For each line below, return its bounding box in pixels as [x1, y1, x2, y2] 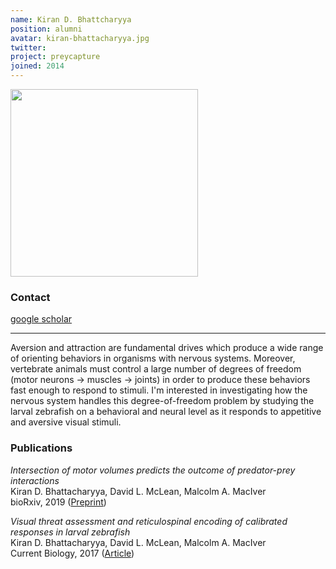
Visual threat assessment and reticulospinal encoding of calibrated [10, 515, 288, 527]
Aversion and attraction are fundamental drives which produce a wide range [10, 342, 324, 354]
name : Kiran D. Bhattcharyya [10, 14, 132, 25]
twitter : [10, 42, 47, 53]
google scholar [10, 313, 73, 325]
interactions [10, 474, 60, 486]
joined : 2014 [10, 61, 65, 71]
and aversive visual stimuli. [10, 416, 122, 428]
